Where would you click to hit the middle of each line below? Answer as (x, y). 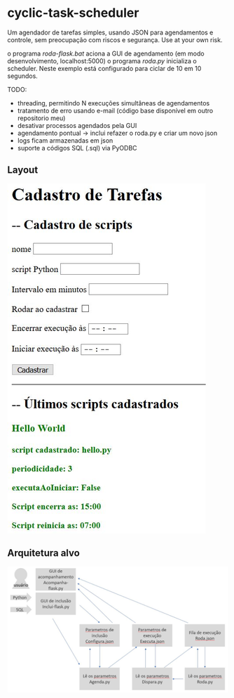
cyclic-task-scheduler (73, 13)
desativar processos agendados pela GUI (77, 125)
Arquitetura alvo (44, 553)
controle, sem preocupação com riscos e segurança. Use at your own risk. (115, 39)
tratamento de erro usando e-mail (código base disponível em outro (115, 110)
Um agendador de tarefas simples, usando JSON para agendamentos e (110, 32)
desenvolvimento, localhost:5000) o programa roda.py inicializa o (102, 60)
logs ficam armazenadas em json (65, 140)
